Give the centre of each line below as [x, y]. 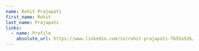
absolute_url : [34, 39]
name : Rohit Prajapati [34, 11]
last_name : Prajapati [32, 22]
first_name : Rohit [28, 17]
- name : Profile [31, 33]
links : [14, 28]
